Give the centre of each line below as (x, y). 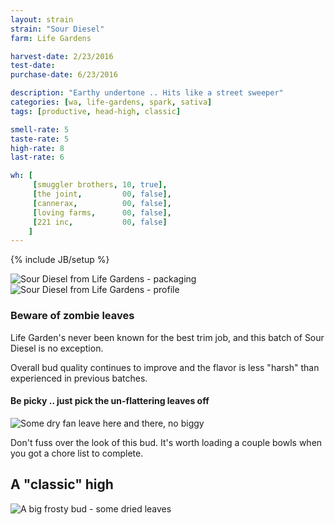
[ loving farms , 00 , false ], (102, 212)
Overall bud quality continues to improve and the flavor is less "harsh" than (165, 367)
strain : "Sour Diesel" (57, 29)
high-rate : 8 (37, 148)
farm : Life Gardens (51, 38)
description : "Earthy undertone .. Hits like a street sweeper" (147, 93)
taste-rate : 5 (40, 139)
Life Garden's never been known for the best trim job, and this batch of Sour (167, 337)
